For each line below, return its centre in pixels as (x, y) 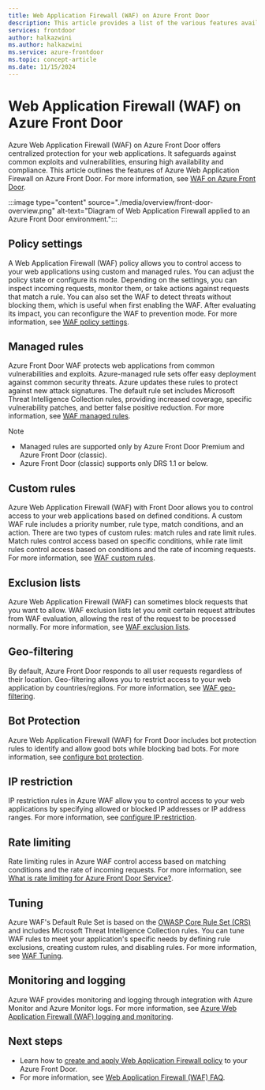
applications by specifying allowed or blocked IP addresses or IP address (127, 809)
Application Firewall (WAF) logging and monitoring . (91, 1016)
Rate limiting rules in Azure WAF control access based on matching (117, 861)
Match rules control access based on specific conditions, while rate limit (125, 541)
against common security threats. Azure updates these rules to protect (123, 382)
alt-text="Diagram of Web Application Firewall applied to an (153, 210)
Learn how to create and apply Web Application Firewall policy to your (133, 1060)
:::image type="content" (47, 202)
